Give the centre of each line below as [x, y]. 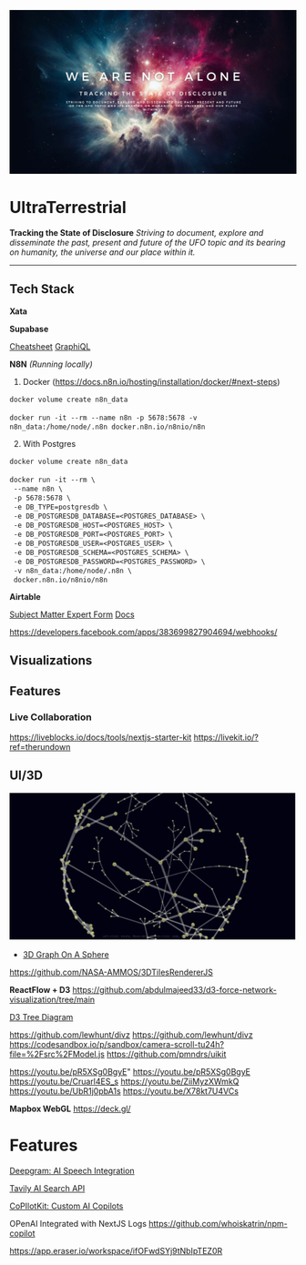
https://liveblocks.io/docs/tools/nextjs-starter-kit [101, 737]
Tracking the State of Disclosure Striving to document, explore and [137, 232]
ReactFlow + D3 [40, 989]
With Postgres [49, 443]
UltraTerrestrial [68, 208]
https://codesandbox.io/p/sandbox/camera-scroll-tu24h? [117, 1044]
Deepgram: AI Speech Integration [72, 1170]
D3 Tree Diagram [41, 1017]
